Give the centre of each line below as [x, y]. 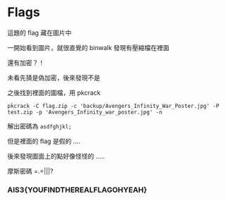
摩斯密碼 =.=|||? [30, 171]
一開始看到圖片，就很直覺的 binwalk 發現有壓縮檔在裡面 [88, 47]
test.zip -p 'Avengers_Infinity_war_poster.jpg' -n [85, 112]
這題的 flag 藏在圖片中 [40, 32]
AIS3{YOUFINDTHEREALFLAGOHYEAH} [77, 190]
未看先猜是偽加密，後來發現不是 [54, 78]
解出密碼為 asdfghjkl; [40, 126]
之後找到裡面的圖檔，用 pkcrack [54, 92]
